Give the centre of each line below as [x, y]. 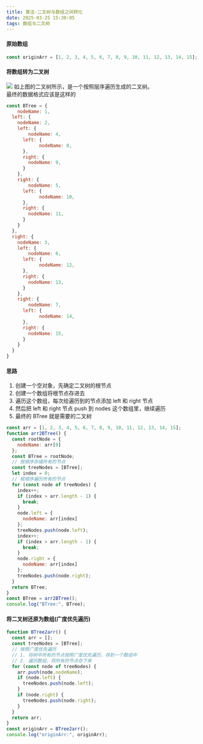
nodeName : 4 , [45, 134]
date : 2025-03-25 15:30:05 [41, 18]
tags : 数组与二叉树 [28, 23]
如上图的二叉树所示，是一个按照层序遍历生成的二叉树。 [83, 86]
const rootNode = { [37, 439]
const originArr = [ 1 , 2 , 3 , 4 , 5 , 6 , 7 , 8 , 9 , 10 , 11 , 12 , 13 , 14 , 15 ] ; [102, 57]
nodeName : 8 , [55, 145]
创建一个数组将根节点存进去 [50, 393]
